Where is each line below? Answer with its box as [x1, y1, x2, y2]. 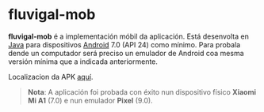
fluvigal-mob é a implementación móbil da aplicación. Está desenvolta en [8, 32, 250, 41]
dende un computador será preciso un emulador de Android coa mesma [8, 48, 244, 58]
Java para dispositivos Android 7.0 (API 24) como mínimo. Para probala [8, 39, 241, 49]
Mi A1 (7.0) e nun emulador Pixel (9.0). [27, 95, 153, 105]
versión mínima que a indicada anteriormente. [8, 57, 159, 66]
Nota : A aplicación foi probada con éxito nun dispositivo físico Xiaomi [27, 87, 256, 96]
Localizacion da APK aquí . [8, 72, 94, 81]
